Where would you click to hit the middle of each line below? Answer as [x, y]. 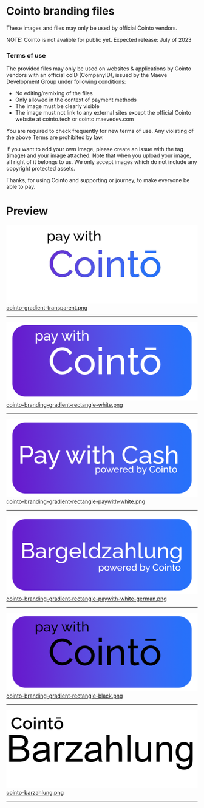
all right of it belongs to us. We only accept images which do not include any [102, 162]
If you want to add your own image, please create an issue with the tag [95, 149]
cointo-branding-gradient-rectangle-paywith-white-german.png [87, 599]
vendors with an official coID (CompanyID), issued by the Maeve [87, 75]
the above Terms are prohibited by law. [55, 137]
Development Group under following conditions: [66, 82]
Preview [27, 211]
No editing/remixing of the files [54, 93]
